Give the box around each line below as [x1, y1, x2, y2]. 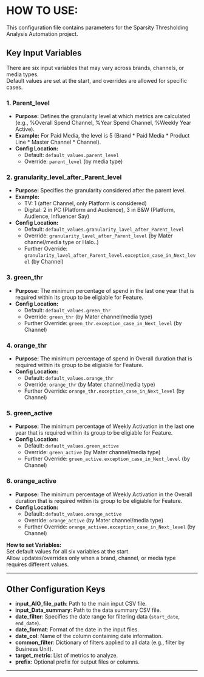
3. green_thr [6, 273, 43, 282]
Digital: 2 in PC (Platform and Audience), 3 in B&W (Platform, [24, 206, 175, 214]
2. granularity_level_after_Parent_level [6, 173, 122, 181]
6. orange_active [6, 477, 56, 485]
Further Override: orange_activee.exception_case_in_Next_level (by [24, 523, 195, 530]
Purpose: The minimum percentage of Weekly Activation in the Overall [15, 491, 192, 498]
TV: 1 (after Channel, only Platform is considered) [24, 200, 147, 207]
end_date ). [15, 619, 41, 627]
